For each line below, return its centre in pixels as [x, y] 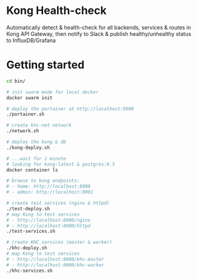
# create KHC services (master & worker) [59, 243]
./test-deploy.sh [28, 208]
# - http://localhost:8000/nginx [48, 220]
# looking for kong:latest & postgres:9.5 [61, 164]
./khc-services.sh [29, 270]
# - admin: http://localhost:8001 [50, 192]
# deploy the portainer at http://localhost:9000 [70, 109]
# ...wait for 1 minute [36, 159]
